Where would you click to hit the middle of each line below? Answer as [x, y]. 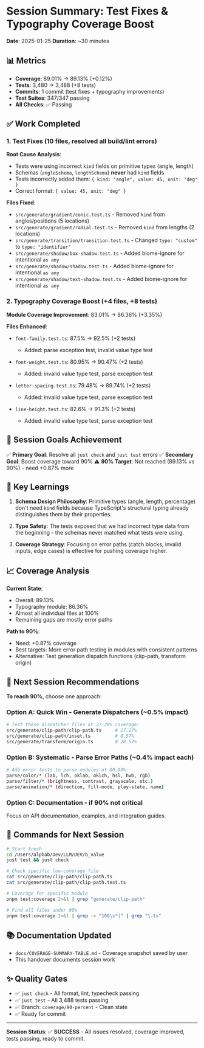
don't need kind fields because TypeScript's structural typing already [102, 508]
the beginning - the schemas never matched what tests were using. [99, 533]
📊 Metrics [26, 61]
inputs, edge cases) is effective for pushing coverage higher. [91, 551]
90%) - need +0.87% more [40, 468]
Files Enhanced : [27, 326]
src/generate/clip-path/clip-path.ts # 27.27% [72, 730]
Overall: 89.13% [35, 600]
